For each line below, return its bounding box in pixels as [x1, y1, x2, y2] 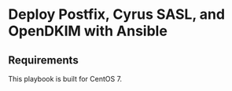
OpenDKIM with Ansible [8, 22, 168, 40]
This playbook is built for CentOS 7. [8, 75, 123, 83]
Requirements [8, 53, 79, 67]
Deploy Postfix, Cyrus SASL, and [8, 5, 226, 24]
